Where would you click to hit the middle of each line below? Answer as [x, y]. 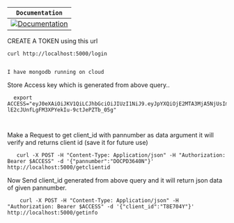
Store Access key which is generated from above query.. [88, 85]
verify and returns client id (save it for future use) [78, 143]
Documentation [39, 13]
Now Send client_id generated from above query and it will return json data [115, 180]
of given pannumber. [37, 188]
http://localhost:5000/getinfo [53, 213]
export [23, 98]
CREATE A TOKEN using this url [53, 41]
